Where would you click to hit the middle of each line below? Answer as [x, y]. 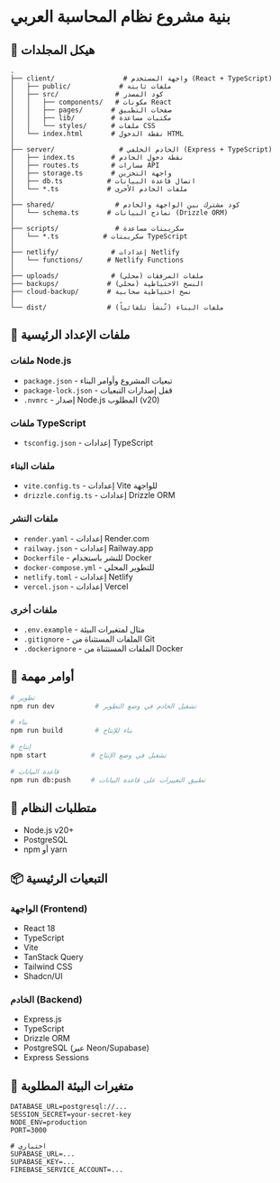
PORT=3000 [29, 1131]
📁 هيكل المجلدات [53, 50]
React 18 [39, 929]
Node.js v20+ [49, 830]
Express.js [42, 1019]
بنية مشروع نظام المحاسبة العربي [120, 17]
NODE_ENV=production [49, 1123]
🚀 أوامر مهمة [42, 677]
